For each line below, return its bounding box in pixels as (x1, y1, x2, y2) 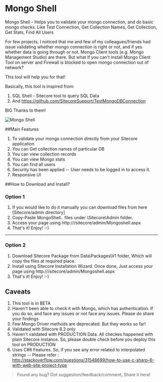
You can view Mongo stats (12, 156, 65, 162)
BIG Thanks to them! (5, 107, 46, 113)
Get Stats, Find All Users (5, 29, 54, 35)
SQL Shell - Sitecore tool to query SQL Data (12, 93, 99, 99)
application (12, 140, 35, 146)
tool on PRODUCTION (12, 342, 56, 347)
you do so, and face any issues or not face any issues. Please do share (12, 311, 154, 316)
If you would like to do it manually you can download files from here (12, 205, 147, 210)
